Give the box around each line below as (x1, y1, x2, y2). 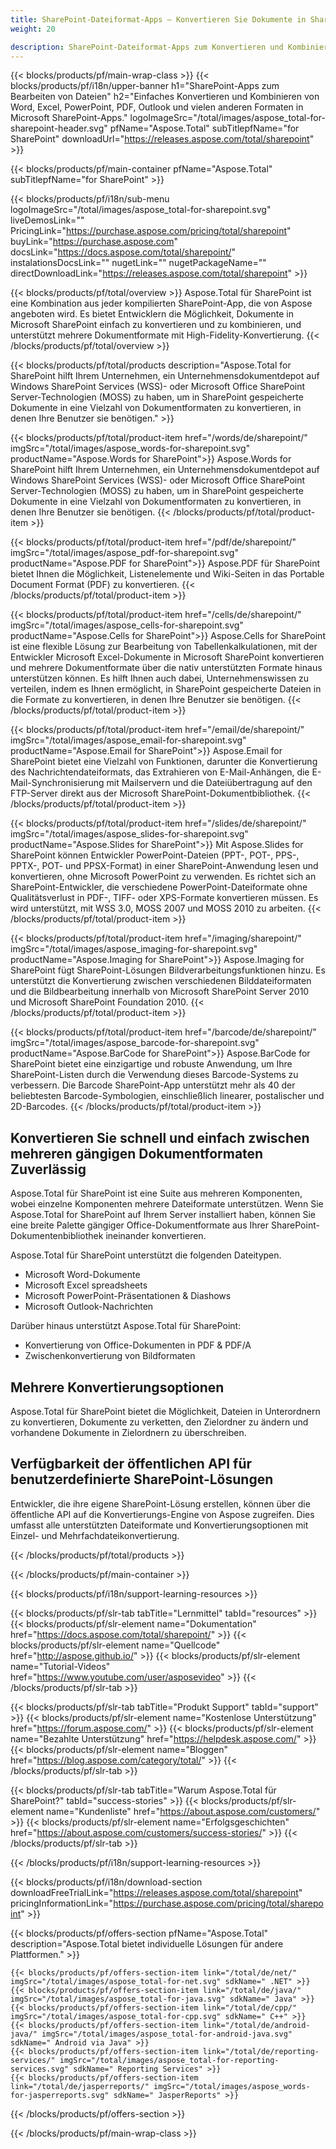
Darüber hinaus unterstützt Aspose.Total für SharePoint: (10, 1320, 242, 1332)
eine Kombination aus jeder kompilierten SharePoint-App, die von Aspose (10, 297, 313, 310)
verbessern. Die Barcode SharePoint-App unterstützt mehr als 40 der (10, 1079, 296, 1091)
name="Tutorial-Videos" (10, 1660, 111, 1672)
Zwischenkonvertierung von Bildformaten (24, 1350, 196, 1362)
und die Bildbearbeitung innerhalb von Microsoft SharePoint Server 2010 (10, 986, 310, 998)
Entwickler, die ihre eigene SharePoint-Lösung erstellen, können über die (10, 1497, 311, 1510)
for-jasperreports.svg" (10, 2090, 110, 2100)
